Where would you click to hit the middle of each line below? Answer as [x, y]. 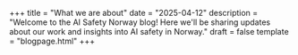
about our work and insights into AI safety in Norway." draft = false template [149, 31]
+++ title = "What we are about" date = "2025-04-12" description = [134, 13]
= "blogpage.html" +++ [52, 41]
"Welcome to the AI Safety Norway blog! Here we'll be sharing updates [140, 22]
